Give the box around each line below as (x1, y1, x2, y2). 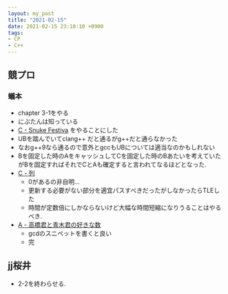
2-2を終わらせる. (17, 280, 66, 288)
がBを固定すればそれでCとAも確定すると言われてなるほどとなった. (17, 160, 207, 169)
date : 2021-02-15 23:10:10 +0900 (8, 23, 104, 30)
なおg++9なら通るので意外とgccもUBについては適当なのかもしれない (17, 143, 216, 151)
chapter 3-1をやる (17, 108, 70, 117)
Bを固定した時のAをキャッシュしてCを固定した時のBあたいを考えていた (17, 151, 221, 160)
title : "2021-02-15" (8, 17, 68, 23)
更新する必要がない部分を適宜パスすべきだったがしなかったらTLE (28, 186, 214, 194)
